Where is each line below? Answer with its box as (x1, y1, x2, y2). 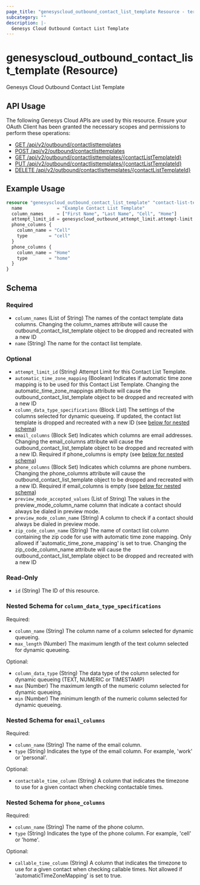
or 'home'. (14, 836, 40, 843)
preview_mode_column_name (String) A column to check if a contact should (14, 515, 193, 522)
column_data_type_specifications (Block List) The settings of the (14, 406, 174, 414)
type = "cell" (17, 233, 70, 239)
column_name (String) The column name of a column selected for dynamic (14, 627, 194, 634)
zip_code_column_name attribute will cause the (14, 546, 131, 553)
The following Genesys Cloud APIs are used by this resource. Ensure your (6, 117, 187, 124)
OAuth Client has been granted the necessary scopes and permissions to (6, 123, 186, 130)
